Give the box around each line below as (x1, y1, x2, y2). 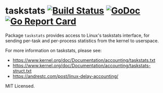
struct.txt (12, 68, 32, 74)
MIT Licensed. (5, 83, 35, 89)
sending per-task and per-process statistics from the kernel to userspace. (5, 38, 159, 44)
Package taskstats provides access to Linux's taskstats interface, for (5, 32, 150, 38)
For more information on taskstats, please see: (5, 47, 102, 53)
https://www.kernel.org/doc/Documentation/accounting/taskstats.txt (12, 57, 155, 63)
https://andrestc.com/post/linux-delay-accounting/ (12, 73, 119, 79)
